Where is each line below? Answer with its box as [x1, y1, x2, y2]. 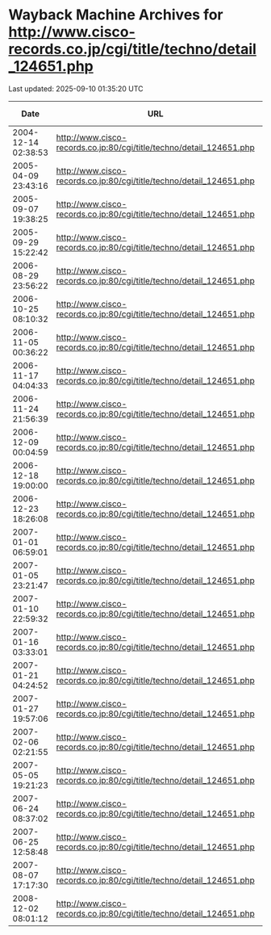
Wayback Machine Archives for [8, 6, 223, 24]
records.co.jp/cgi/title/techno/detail [8, 40, 256, 58]
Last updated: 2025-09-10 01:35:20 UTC [8, 83, 144, 94]
